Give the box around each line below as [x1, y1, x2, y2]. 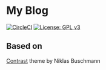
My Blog [6, 4, 48, 17]
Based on [6, 41, 42, 51]
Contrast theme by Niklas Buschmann [6, 57, 101, 64]
